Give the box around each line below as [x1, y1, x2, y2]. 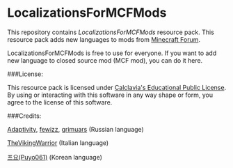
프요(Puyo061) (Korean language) [7, 153, 103, 161]
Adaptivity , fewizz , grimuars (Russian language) [7, 125, 144, 133]
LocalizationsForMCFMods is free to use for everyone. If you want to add [7, 49, 217, 57]
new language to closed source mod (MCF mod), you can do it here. [7, 56, 203, 64]
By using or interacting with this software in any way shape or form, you [7, 91, 214, 99]
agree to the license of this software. [7, 98, 113, 106]
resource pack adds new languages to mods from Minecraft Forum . [7, 35, 200, 43]
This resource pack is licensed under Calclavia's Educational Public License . [7, 83, 227, 91]
